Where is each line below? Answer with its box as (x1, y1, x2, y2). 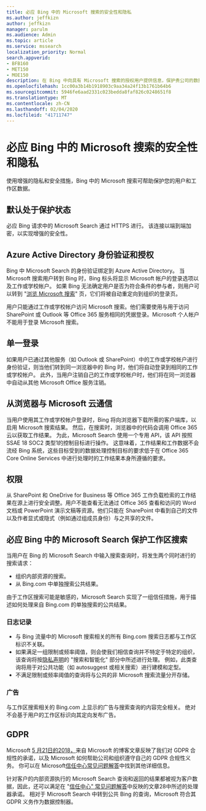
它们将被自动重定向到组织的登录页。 (90, 290, 181, 297)
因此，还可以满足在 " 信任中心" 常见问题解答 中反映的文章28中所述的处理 (17, 782, 199, 790)
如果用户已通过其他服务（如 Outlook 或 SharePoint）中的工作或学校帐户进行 (6, 355, 198, 363)
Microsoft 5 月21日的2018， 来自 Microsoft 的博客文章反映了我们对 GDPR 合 (6, 746, 196, 754)
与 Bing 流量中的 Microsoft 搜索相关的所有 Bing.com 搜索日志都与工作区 (15, 633, 197, 640)
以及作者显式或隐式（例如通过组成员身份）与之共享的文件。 (6, 515, 157, 522)
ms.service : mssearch (6, 44, 62, 50)
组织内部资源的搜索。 (15, 572, 69, 580)
